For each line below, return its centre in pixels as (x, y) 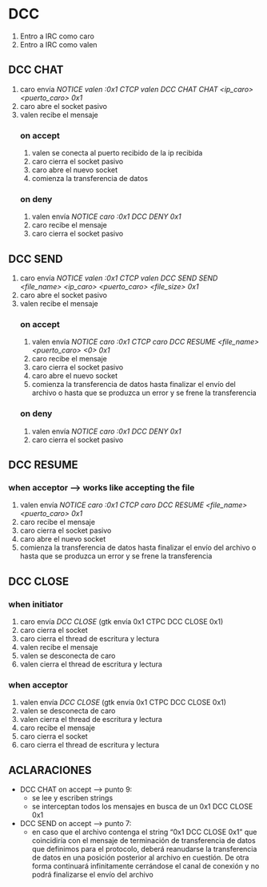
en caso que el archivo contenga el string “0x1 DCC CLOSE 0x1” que (144, 832)
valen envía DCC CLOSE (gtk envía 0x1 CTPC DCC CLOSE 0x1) (123, 703)
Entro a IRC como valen (58, 44)
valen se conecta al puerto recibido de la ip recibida (117, 153)
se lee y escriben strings (72, 798)
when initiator (36, 604)
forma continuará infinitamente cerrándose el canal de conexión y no (145, 866)
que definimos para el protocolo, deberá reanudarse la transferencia (144, 849)
